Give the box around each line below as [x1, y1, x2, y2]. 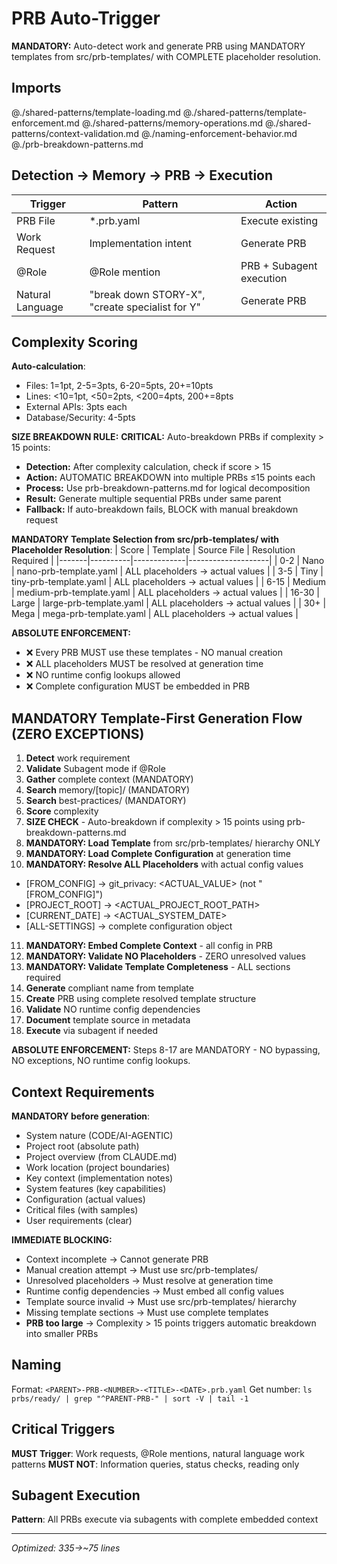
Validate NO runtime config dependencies [25, 1003, 201, 1016]
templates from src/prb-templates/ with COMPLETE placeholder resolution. [11, 50, 321, 62]
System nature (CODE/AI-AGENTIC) [25, 1130, 174, 1141]
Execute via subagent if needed [25, 1025, 158, 1037]
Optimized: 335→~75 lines [11, 1542, 121, 1554]
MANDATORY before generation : [11, 1110, 151, 1122]
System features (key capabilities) [25, 1183, 167, 1194]
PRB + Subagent [240, 258, 318, 272]
